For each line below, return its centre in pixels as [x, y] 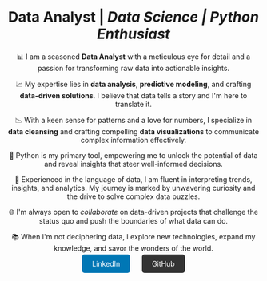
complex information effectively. [133, 140]
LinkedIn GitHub [133, 263]
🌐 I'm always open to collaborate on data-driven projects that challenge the [133, 212]
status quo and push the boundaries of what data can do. [133, 220]
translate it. [133, 104]
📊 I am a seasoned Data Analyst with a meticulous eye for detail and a [133, 57]
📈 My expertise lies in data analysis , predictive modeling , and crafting [133, 84]
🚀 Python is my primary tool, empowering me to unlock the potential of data [133, 155]
